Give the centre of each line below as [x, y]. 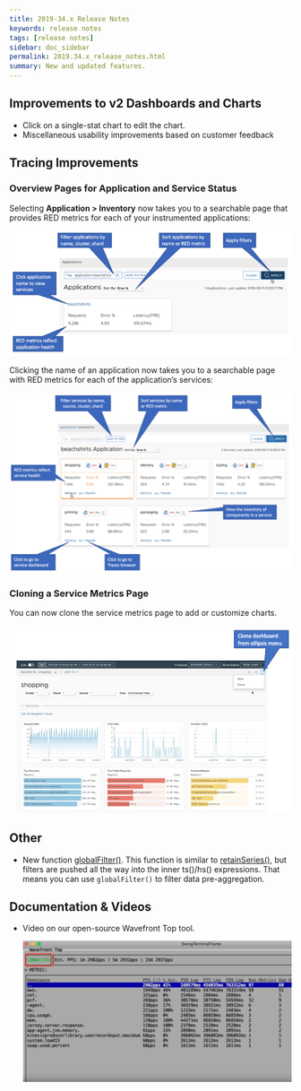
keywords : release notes [56, 28]
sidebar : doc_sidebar [50, 48]
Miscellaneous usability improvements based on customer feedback [148, 134]
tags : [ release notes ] [52, 38]
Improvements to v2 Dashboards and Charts [135, 104]
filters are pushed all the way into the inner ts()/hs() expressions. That [151, 869]
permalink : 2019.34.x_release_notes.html [88, 57]
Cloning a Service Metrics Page [79, 593]
